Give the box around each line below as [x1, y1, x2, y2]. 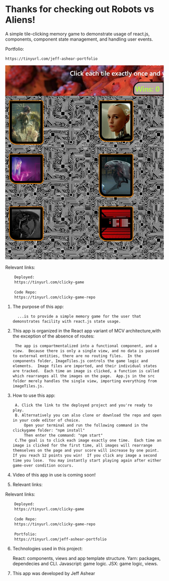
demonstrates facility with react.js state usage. [12, 319, 121, 324]
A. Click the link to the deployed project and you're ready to [15, 403, 152, 408]
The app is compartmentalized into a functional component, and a [15, 343, 157, 348]
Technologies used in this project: [12, 546, 83, 552]
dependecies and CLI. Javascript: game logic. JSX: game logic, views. [12, 561, 158, 567]
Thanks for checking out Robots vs [5, 4, 154, 15]
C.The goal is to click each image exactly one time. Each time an [15, 438, 162, 443]
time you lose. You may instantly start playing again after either [12, 458, 162, 463]
